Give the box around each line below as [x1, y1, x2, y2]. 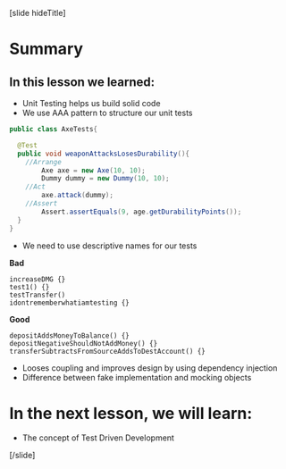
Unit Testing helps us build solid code [21, 98, 161, 108]
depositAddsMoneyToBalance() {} [9, 331, 130, 340]
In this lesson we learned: [9, 74, 156, 89]
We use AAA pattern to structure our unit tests [21, 107, 193, 118]
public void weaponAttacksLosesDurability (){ [17, 149, 190, 158]
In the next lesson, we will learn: [9, 403, 253, 423]
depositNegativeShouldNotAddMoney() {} [9, 339, 158, 348]
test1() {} [9, 282, 50, 291]
